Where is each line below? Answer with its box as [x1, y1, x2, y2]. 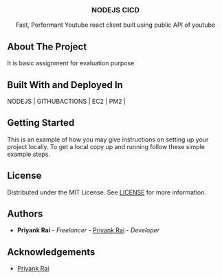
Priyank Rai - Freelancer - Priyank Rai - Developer [16, 226, 160, 234]
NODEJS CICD [91, 5, 140, 14]
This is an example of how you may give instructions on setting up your [7, 135, 209, 144]
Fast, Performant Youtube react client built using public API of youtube [16, 21, 215, 29]
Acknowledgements [7, 246, 96, 258]
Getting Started [7, 117, 75, 129]
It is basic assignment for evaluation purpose [7, 59, 135, 67]
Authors [7, 208, 43, 219]
